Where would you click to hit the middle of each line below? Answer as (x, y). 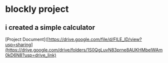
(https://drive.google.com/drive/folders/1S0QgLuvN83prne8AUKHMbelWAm (84, 50)
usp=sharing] (19, 45)
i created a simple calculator (50, 28)
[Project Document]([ (27, 39)
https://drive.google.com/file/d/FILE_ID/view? (95, 39)
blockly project (37, 9)
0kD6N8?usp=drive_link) (31, 55)
